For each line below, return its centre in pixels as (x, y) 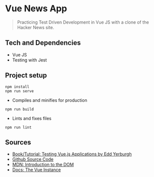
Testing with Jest (29, 60)
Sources (18, 142)
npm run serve (20, 91)
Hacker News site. (36, 27)
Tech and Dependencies (43, 43)
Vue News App (36, 9)
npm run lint (18, 127)
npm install (17, 87)
